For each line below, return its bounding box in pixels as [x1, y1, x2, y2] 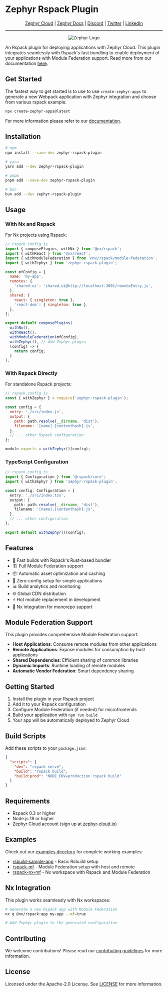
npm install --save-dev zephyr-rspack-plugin [5, 150, 101, 155]
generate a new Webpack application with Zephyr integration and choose [5, 93, 156, 100]
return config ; [14, 348, 46, 354]
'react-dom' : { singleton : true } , [14, 302, 88, 307]
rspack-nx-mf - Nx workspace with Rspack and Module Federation [12, 869, 150, 875]
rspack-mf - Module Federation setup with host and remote [12, 863, 135, 870]
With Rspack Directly [5, 370, 57, 377]
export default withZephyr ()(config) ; [5, 530, 86, 535]
